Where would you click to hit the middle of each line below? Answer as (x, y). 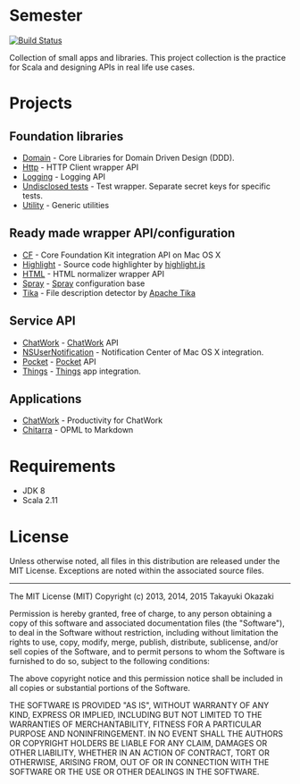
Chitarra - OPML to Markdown (78, 430)
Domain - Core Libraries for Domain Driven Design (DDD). (128, 157)
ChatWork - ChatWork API (70, 342)
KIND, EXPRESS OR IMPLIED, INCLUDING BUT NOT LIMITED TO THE (136, 715)
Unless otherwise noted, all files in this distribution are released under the (145, 561)
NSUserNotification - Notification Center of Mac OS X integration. (143, 352)
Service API (42, 321)
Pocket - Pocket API (59, 361)
